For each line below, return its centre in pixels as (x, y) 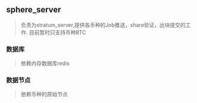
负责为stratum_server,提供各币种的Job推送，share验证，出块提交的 (103, 25)
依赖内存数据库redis (45, 63)
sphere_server (34, 10)
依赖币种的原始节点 (44, 94)
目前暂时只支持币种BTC (57, 32)
